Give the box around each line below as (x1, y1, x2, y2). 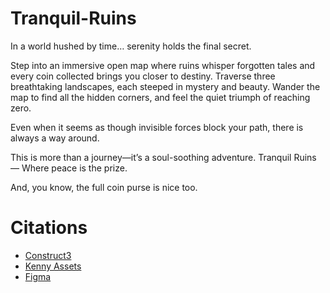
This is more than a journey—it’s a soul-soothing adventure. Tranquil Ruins (10, 151, 317, 163)
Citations (10, 217, 88, 239)
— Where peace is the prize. (10, 162, 128, 174)
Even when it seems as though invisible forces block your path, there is (10, 121, 304, 133)
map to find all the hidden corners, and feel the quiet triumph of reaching (10, 91, 311, 103)
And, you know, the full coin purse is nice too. (10, 181, 198, 193)
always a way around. (10, 132, 100, 144)
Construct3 (24, 249, 72, 261)
